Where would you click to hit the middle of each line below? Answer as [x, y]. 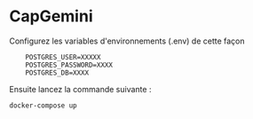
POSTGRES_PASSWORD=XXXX [69, 65]
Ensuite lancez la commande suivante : [80, 89]
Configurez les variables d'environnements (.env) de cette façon [127, 41]
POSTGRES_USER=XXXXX [63, 57]
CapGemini [51, 16]
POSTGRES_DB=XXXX [57, 73]
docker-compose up [43, 105]
